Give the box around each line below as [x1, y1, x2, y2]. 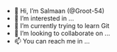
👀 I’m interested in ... [13, 14, 74, 22]
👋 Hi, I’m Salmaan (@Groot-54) [13, 7, 105, 15]
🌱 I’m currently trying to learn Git [13, 22, 110, 30]
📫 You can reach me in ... [13, 37, 90, 45]
